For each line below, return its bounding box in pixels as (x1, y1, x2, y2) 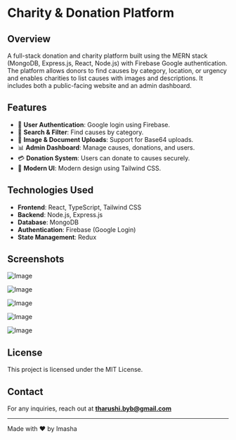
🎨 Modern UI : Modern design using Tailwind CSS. (17, 164, 162, 172)
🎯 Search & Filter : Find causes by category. (17, 128, 144, 136)
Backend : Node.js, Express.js (17, 210, 103, 219)
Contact (7, 385, 44, 398)
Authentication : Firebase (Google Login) (17, 225, 136, 233)
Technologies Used (7, 184, 93, 196)
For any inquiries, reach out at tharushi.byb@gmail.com (7, 404, 172, 413)
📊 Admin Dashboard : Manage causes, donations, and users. (17, 143, 195, 152)
